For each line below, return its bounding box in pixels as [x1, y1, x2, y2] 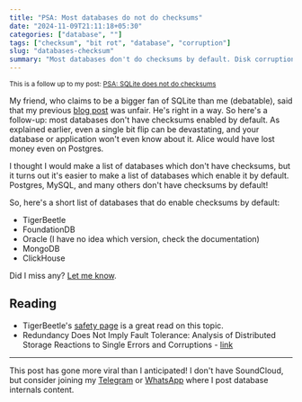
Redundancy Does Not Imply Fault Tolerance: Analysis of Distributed [22, 329, 277, 340]
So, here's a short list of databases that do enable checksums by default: [9, 197, 280, 208]
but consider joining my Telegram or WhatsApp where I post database [9, 374, 269, 385]
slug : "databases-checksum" [9, 47, 115, 56]
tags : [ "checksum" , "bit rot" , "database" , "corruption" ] [9, 38, 231, 48]
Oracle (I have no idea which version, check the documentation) [22, 234, 261, 244]
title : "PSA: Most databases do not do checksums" [9, 13, 203, 22]
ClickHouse [22, 253, 66, 264]
